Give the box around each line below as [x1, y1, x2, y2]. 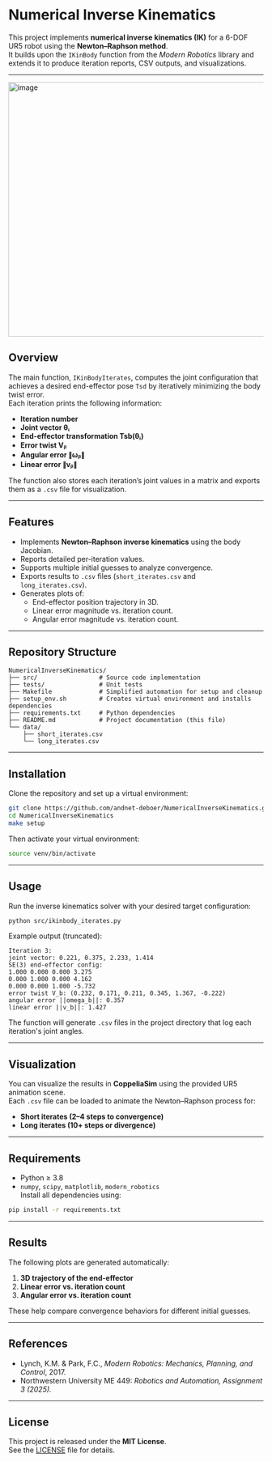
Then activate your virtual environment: [8, 834, 140, 844]
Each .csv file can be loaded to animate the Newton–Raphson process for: [8, 1096, 256, 1106]
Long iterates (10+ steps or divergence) [19, 1120, 156, 1130]
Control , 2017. [19, 1366, 66, 1377]
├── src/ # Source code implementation [8, 674, 201, 682]
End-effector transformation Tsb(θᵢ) [19, 431, 144, 440]
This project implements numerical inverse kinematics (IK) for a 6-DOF [8, 32, 249, 42]
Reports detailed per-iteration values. [19, 554, 145, 563]
